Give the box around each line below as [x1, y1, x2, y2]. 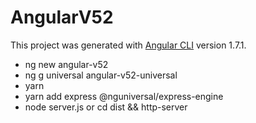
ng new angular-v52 [24, 58, 109, 70]
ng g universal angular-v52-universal [24, 69, 178, 81]
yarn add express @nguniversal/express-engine [24, 90, 224, 102]
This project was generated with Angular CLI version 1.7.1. [10, 39, 247, 51]
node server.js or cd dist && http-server [24, 101, 188, 113]
